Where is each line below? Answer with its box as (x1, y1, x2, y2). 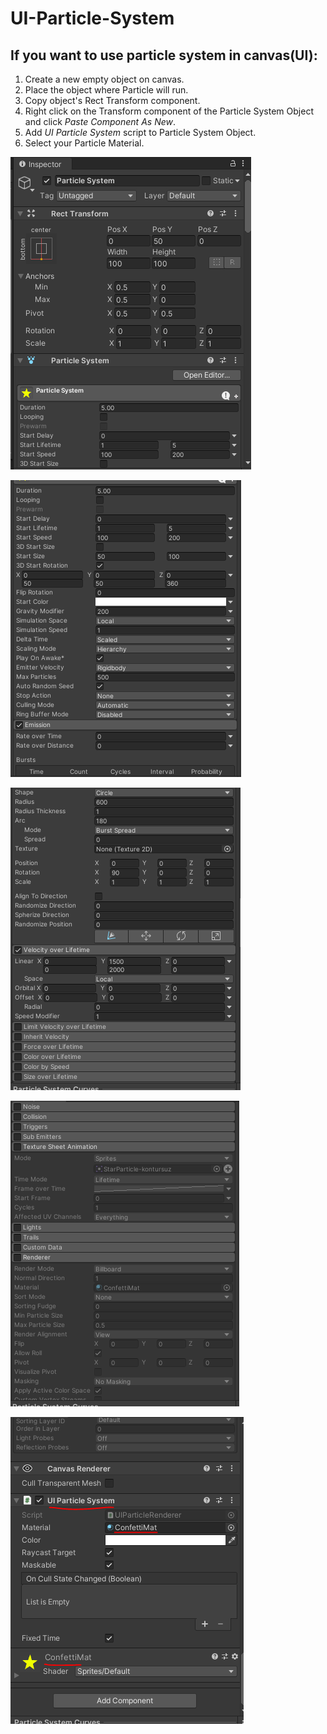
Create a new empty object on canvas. (24, 73, 185, 85)
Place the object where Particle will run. (24, 84, 189, 96)
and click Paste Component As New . (24, 116, 176, 127)
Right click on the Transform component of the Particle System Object (24, 105, 314, 117)
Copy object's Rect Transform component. (24, 95, 201, 106)
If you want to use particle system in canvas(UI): (10, 47, 318, 64)
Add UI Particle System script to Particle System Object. (24, 127, 257, 138)
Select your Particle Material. (24, 137, 145, 149)
